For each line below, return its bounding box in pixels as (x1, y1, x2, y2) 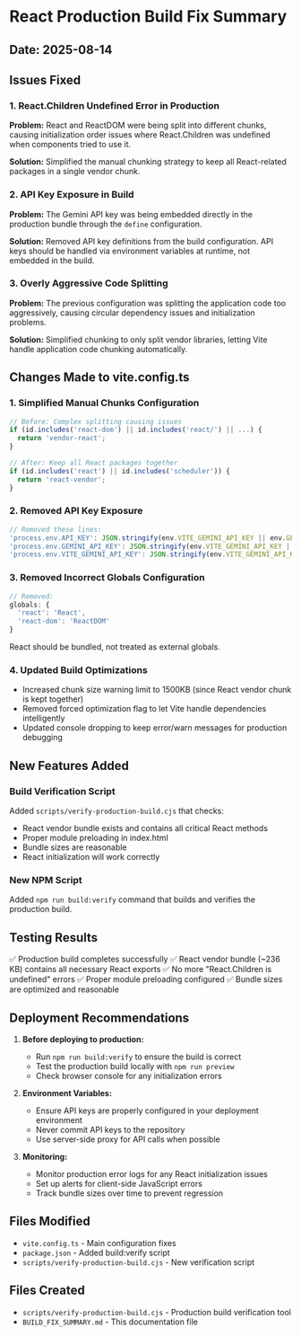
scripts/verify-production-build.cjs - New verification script (21, 1256, 255, 1268)
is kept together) (21, 694, 84, 704)
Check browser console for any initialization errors (35, 1070, 222, 1081)
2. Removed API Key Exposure (9, 505, 143, 518)
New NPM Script (9, 873, 82, 886)
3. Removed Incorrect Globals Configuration (9, 571, 205, 584)
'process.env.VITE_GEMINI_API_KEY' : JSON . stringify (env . (9, 550, 227, 559)
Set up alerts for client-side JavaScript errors (35, 1178, 203, 1189)
